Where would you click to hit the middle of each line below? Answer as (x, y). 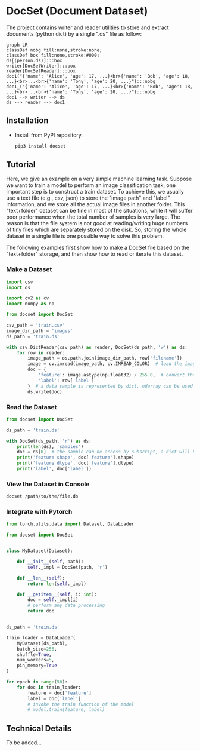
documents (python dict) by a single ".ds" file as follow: (74, 33)
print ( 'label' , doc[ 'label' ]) (54, 469)
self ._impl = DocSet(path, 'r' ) (68, 567)
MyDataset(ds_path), (42, 643)
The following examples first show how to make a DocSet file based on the (98, 248)
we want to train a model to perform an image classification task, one (91, 185)
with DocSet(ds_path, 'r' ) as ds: (49, 441)
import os (18, 287)
